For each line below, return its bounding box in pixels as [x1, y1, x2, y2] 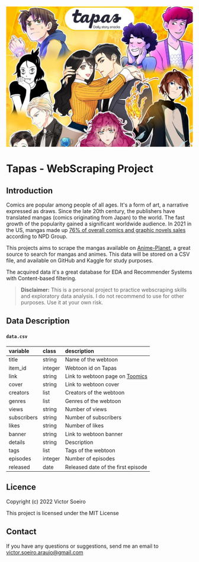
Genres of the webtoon [65, 397, 121, 404]
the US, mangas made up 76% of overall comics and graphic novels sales [6, 227, 186, 233]
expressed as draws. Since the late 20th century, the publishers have [6, 208, 175, 214]
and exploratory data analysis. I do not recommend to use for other [20, 293, 185, 300]
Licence [6, 482, 37, 493]
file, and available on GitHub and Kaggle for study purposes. [6, 257, 153, 264]
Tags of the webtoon [65, 447, 115, 454]
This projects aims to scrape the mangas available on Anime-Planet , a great [6, 245, 191, 251]
